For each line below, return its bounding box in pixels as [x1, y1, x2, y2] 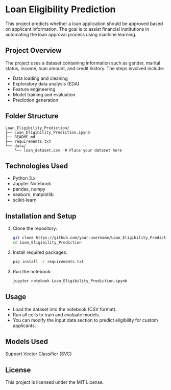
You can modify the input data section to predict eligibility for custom [12, 317, 158, 323]
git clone [12, 235, 34, 241]
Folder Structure [5, 112, 59, 121]
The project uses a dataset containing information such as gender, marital [5, 60, 161, 66]
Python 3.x [12, 175, 36, 181]
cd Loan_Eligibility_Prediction [12, 240, 82, 245]
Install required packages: [12, 249, 67, 255]
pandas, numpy [12, 186, 46, 192]
